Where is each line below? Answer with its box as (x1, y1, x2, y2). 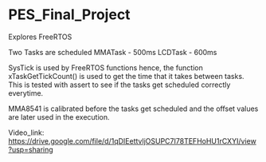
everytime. (8, 88, 44, 97)
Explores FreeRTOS (8, 32, 72, 41)
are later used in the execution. (8, 112, 110, 121)
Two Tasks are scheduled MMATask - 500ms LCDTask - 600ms (8, 47, 217, 57)
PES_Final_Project (8, 6, 131, 24)
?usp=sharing (8, 144, 53, 154)
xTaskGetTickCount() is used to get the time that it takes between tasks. (8, 71, 244, 81)
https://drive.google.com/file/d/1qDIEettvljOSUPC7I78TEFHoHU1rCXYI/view (8, 136, 256, 145)
